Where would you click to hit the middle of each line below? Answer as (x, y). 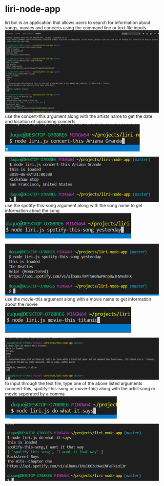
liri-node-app (33, 9)
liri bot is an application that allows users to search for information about (78, 22)
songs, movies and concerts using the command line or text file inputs (76, 27)
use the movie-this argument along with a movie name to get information (78, 299)
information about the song (32, 211)
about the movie (21, 304)
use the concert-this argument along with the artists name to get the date (79, 116)
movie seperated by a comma (35, 394)
